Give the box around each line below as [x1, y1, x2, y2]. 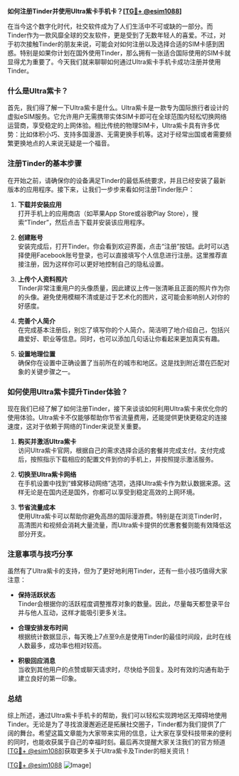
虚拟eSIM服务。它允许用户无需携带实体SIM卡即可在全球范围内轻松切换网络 [7, 112, 227, 121]
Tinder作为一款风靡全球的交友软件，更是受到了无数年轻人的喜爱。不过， [7, 31, 220, 39]
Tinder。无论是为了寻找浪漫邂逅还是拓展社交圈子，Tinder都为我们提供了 [7, 720, 221, 728]
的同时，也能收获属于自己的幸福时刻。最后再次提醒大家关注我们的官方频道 [7, 738, 225, 746]
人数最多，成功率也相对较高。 [17, 642, 105, 650]
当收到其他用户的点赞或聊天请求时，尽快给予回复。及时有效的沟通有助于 [17, 665, 230, 674]
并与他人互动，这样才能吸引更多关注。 [17, 608, 130, 617]
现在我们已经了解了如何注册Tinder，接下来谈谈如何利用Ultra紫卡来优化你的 [7, 404, 228, 413]
